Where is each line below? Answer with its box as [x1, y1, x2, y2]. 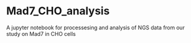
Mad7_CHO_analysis [6, 4, 110, 18]
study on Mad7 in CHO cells [6, 30, 76, 37]
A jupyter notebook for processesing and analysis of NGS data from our [6, 24, 185, 31]
